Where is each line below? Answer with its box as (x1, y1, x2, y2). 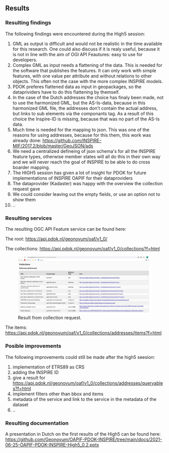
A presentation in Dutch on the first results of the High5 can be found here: (5, 431, 161, 437)
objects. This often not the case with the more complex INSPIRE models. (12, 78, 163, 84)
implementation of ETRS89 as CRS (12, 364, 85, 370)
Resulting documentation (5, 420, 69, 427)
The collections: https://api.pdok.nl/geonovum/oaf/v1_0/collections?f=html (5, 245, 160, 252)
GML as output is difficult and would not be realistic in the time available (12, 40, 162, 47)
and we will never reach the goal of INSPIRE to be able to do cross (12, 159, 150, 165)
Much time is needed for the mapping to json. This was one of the (12, 127, 150, 133)
